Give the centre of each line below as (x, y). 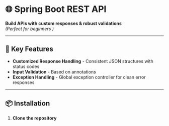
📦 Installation (28, 103)
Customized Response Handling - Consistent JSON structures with (83, 61)
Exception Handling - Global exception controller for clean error (79, 77)
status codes (26, 66)
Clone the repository (34, 118)
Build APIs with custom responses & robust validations (64, 23)
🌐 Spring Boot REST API (56, 9)
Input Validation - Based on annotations (54, 71)
